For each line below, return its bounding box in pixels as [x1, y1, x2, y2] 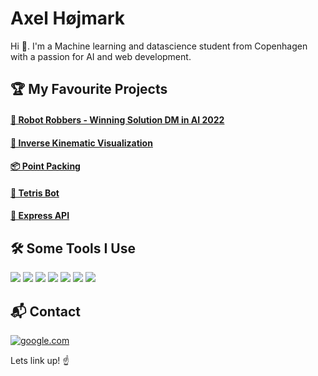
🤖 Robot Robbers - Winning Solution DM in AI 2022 [10, 113, 225, 126]
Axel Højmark [10, 7, 126, 30]
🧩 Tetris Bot [10, 187, 60, 199]
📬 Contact [10, 303, 81, 320]
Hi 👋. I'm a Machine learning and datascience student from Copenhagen [10, 40, 308, 52]
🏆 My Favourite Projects [10, 81, 168, 98]
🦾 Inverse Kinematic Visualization [10, 137, 153, 149]
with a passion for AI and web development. [10, 50, 192, 62]
